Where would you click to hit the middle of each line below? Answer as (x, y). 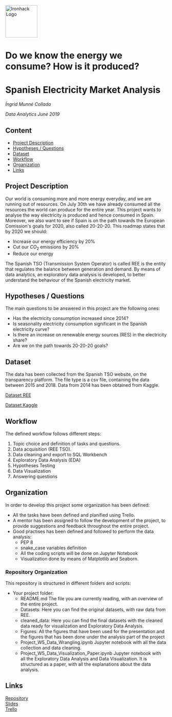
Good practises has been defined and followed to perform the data (83, 531)
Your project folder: (33, 593)
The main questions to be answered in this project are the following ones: (83, 309)
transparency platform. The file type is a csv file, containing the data (77, 380)
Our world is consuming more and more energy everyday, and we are (79, 199)
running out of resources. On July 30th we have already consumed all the (83, 204)
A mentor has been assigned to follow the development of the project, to (89, 520)
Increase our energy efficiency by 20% (54, 241)
